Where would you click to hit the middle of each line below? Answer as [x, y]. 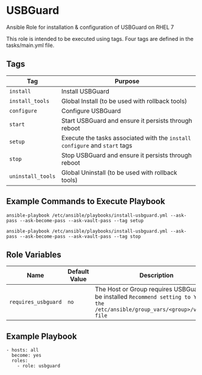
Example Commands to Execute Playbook [86, 201]
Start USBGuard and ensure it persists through [127, 120]
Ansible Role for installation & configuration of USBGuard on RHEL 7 [90, 27]
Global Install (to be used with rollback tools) [124, 101]
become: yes [27, 356]
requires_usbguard [35, 302]
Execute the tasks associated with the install [126, 138]
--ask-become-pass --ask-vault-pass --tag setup [82, 220]
